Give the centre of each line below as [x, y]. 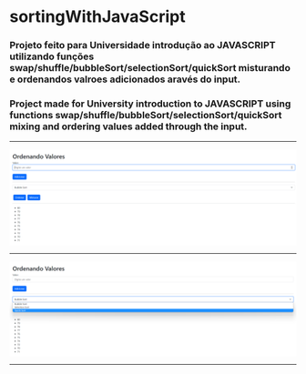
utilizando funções [52, 56]
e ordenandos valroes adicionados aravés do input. [125, 79]
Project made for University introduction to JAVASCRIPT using [150, 104]
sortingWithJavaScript [97, 17]
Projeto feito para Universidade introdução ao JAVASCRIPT [143, 45]
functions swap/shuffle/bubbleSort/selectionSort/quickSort [146, 116]
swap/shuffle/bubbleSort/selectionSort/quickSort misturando [150, 68]
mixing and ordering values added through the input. [128, 126]
